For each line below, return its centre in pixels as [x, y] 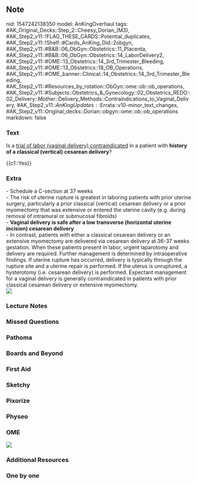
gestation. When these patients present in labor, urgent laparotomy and [92, 247]
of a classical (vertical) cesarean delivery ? [59, 152]
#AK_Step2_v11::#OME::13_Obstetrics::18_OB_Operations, [75, 68]
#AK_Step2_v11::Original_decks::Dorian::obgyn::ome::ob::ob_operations [92, 111]
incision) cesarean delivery [40, 229]
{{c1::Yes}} [19, 163]
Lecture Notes [27, 306]
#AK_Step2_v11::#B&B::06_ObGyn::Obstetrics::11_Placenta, [76, 49]
